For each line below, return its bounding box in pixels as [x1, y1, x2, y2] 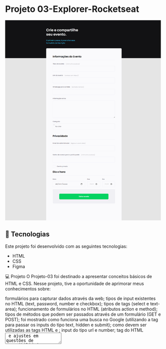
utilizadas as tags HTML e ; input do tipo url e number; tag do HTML [5, 327, 144, 333]
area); [5, 306, 17, 312]
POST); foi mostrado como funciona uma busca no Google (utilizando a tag [5, 316, 158, 322]
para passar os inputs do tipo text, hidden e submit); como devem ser [5, 322, 147, 328]
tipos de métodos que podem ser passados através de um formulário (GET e [5, 311, 161, 317]
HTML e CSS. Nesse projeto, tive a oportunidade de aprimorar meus [5, 280, 144, 286]
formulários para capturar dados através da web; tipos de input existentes [5, 295, 156, 301]
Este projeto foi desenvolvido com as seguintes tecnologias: [5, 243, 127, 249]
